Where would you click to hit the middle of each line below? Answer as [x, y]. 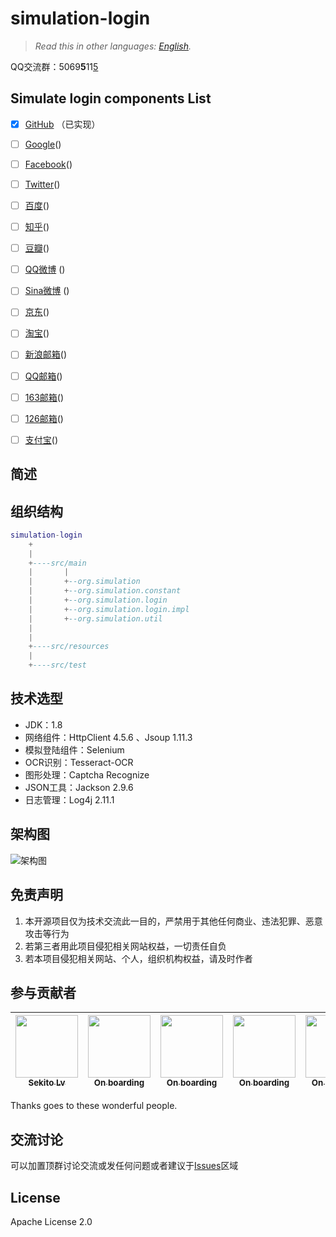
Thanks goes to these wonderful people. [94, 1106]
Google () [43, 144]
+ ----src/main [57, 563]
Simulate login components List [111, 98]
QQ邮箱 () [43, 376]
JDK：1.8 [43, 724]
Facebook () [48, 164]
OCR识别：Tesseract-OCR [79, 762]
